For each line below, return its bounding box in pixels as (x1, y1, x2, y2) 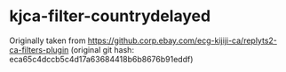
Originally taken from (9, 35, 86, 46)
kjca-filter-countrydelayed (9, 6, 211, 26)
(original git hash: (70, 44, 135, 54)
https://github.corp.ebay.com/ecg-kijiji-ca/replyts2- (87, 35, 278, 46)
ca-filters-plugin (9, 44, 69, 54)
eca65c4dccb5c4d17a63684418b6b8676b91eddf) (9, 54, 194, 64)
